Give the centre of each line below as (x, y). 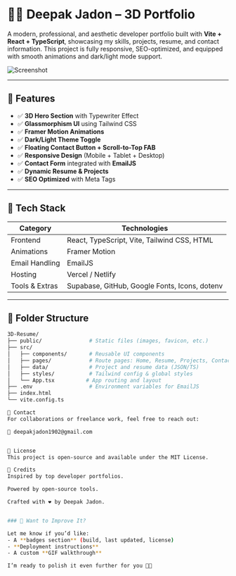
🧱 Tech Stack (37, 208)
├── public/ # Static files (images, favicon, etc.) (108, 341)
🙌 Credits (22, 470)
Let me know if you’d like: (48, 533)
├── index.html (29, 394)
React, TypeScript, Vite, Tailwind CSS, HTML (140, 240)
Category (35, 228)
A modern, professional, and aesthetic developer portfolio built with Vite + (115, 34)
